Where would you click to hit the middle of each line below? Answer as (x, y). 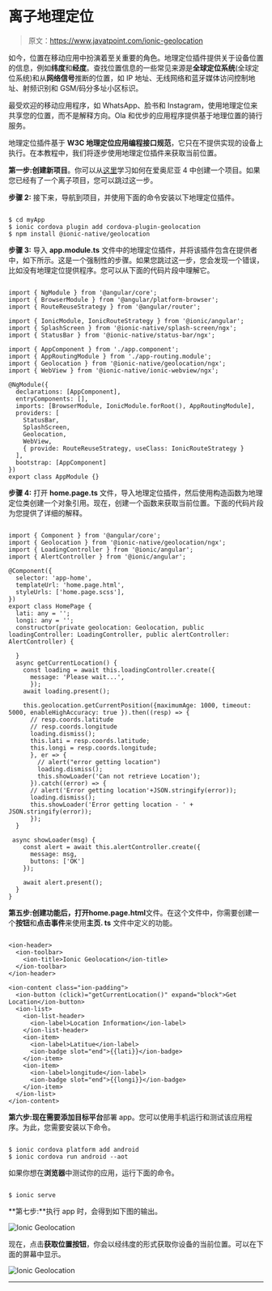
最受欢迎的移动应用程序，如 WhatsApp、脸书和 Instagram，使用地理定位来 (133, 105)
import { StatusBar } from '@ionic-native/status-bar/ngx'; (112, 335)
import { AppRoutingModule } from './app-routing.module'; (110, 356)
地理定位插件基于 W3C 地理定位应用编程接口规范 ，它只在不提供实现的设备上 (136, 142)
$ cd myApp (27, 219)
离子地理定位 (51, 17)
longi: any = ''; (45, 620)
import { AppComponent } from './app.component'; (94, 349)
